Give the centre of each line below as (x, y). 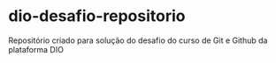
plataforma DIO (36, 49)
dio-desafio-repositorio (97, 16)
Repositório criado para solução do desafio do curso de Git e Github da (138, 40)
